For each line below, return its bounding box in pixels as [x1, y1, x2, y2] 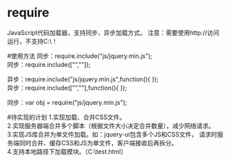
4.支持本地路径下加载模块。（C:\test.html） [7, 147, 127, 156]
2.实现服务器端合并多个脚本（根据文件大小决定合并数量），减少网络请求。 [7, 121, 215, 130]
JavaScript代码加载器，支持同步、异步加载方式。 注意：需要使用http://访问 [7, 28, 220, 37]
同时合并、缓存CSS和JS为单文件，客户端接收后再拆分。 [19, 139, 178, 147]
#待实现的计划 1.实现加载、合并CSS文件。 [7, 112, 126, 121]
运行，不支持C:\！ [7, 37, 59, 45]
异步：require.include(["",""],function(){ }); [7, 83, 127, 92]
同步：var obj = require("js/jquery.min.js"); [7, 98, 127, 106]
